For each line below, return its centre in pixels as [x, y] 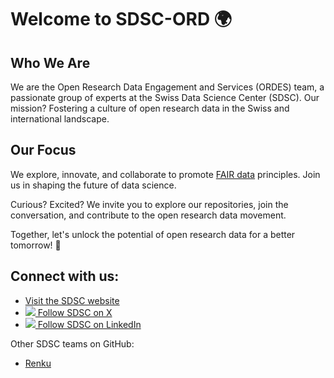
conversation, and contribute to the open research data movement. [148, 215]
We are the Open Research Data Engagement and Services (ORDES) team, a [167, 87]
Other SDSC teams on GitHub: [72, 343]
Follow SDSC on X [75, 312]
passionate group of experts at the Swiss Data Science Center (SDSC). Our [165, 97]
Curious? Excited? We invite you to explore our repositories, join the [149, 204]
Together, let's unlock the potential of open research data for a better [153, 234]
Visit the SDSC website [72, 300]
